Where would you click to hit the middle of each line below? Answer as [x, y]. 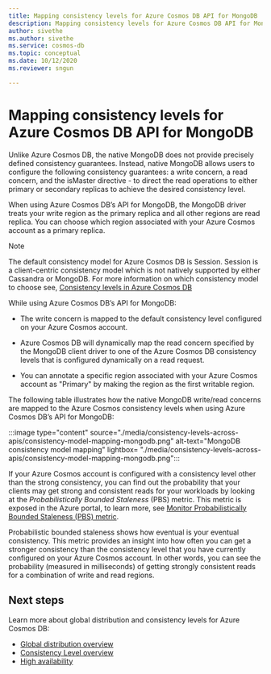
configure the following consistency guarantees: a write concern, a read [128, 172]
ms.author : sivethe [41, 38]
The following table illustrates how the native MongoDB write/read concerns [135, 399]
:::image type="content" [48, 432]
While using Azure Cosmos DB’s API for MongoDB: [93, 302]
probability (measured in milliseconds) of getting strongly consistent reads [132, 566]
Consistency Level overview [67, 652]
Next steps [36, 600]
